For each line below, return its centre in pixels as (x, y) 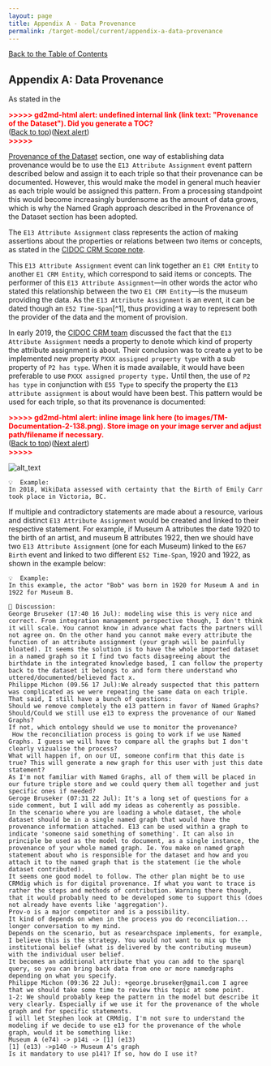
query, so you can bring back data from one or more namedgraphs (121, 969)
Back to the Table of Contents (58, 54)
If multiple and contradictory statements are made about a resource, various (136, 512)
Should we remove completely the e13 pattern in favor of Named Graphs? (134, 707)
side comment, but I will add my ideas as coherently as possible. (125, 806)
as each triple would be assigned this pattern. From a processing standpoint (135, 191)
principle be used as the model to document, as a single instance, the (134, 841)
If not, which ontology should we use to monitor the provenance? (123, 728)
